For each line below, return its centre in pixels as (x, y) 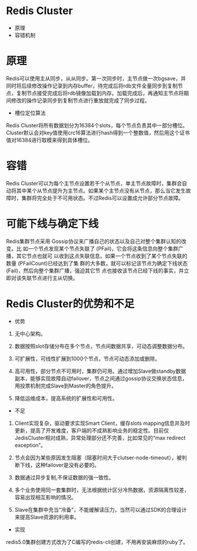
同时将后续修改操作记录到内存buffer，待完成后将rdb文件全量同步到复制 (92, 86)
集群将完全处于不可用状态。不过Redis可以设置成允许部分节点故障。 (103, 198)
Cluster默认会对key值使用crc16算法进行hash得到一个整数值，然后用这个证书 (98, 133)
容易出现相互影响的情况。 (45, 497)
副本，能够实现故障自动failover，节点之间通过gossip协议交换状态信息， (101, 378)
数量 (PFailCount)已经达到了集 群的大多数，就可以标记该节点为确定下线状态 (97, 263)
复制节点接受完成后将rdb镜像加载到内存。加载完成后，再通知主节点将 (100, 93)
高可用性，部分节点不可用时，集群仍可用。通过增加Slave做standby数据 (100, 371)
